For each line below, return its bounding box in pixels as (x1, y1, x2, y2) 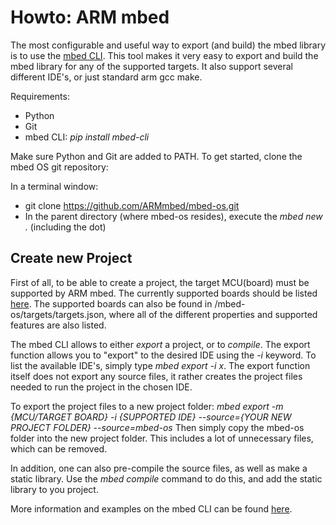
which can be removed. (10, 442, 108, 455)
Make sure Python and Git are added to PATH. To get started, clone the (10, 150, 303, 162)
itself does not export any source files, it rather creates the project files (10, 370, 303, 382)
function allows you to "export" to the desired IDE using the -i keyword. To (10, 349, 317, 361)
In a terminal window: (10, 180, 99, 192)
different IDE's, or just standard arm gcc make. (10, 71, 203, 83)
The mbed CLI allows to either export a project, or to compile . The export (10, 338, 311, 350)
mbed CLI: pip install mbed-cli (24, 131, 150, 143)
